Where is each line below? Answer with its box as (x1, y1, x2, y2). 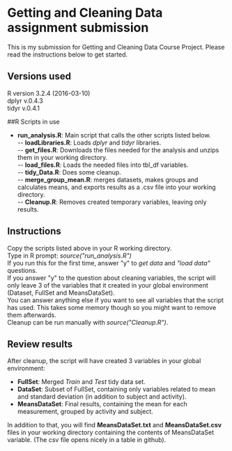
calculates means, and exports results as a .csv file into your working (17, 183, 216, 191)
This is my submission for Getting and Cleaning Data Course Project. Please (7, 43, 225, 51)
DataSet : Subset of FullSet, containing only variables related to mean (17, 385, 216, 394)
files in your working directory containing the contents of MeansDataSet (7, 428, 215, 437)
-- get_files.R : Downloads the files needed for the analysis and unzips (17, 145, 219, 154)
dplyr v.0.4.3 (7, 96, 43, 105)
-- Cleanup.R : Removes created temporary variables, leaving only (17, 198, 207, 206)
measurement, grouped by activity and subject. (17, 407, 153, 416)
